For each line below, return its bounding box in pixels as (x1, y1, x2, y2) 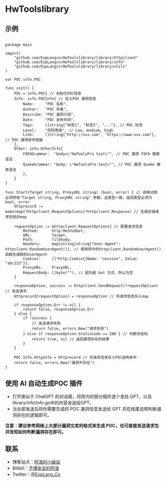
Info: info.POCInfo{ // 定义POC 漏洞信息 (14, 96, 97, 101)
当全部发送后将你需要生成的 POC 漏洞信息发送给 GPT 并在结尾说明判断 (12, 406, 157, 412)
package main (5, 42, 32, 47)
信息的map (8, 214, 27, 219)
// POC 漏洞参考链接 (5, 138, 43, 142)
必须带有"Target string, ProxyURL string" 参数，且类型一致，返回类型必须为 (5, 195, 153, 200)
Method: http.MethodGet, (23, 228, 85, 233)
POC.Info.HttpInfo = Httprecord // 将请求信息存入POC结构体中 (14, 355, 137, 360)
